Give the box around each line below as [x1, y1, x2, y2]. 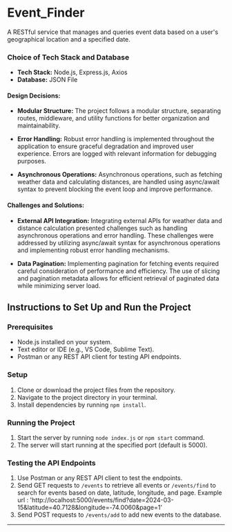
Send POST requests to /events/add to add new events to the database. [17, 511, 222, 519]
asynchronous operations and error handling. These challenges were [17, 231, 214, 240]
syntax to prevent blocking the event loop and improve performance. [17, 185, 213, 193]
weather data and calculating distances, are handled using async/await [17, 178, 220, 186]
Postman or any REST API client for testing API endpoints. [17, 353, 182, 361]
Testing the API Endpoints [7, 458, 96, 468]
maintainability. [17, 121, 61, 130]
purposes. [17, 157, 47, 166]
